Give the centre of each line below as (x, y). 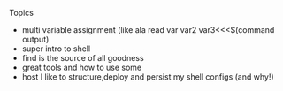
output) (35, 39)
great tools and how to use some (82, 67)
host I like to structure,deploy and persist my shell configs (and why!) (148, 77)
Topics (21, 13)
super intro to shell (56, 49)
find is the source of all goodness (83, 58)
